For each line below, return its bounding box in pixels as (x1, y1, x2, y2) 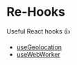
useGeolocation (16, 42, 62, 51)
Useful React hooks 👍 (6, 27, 71, 35)
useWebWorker (16, 50, 60, 58)
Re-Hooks (6, 4, 66, 20)
